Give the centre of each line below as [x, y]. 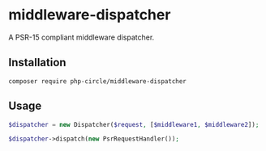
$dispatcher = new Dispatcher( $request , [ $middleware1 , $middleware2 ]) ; [134, 124]
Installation [37, 63]
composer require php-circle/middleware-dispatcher [97, 81]
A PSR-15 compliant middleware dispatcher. [82, 37]
